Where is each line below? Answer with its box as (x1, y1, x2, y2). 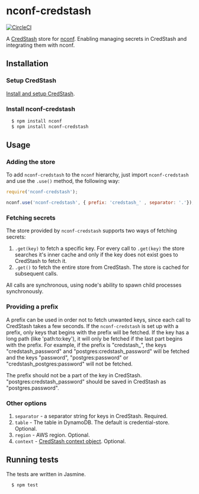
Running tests (6, 455, 59, 465)
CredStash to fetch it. (14, 258, 67, 265)
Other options (6, 399, 47, 407)
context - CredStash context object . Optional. (14, 438, 126, 445)
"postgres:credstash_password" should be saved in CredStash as (6, 378, 166, 385)
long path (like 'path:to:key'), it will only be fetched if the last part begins (6, 335, 183, 342)
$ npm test (11, 482, 38, 488)
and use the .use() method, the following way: (6, 178, 120, 185)
